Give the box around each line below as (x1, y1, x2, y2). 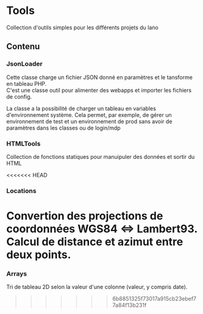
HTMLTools (6, 139, 41, 148)
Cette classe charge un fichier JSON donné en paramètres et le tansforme (6, 74, 193, 81)
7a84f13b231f (112, 302, 147, 309)
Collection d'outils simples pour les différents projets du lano (6, 24, 158, 31)
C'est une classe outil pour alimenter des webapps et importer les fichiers (6, 86, 192, 94)
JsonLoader (6, 60, 43, 68)
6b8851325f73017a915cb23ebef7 (112, 295, 197, 302)
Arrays (6, 269, 27, 277)
